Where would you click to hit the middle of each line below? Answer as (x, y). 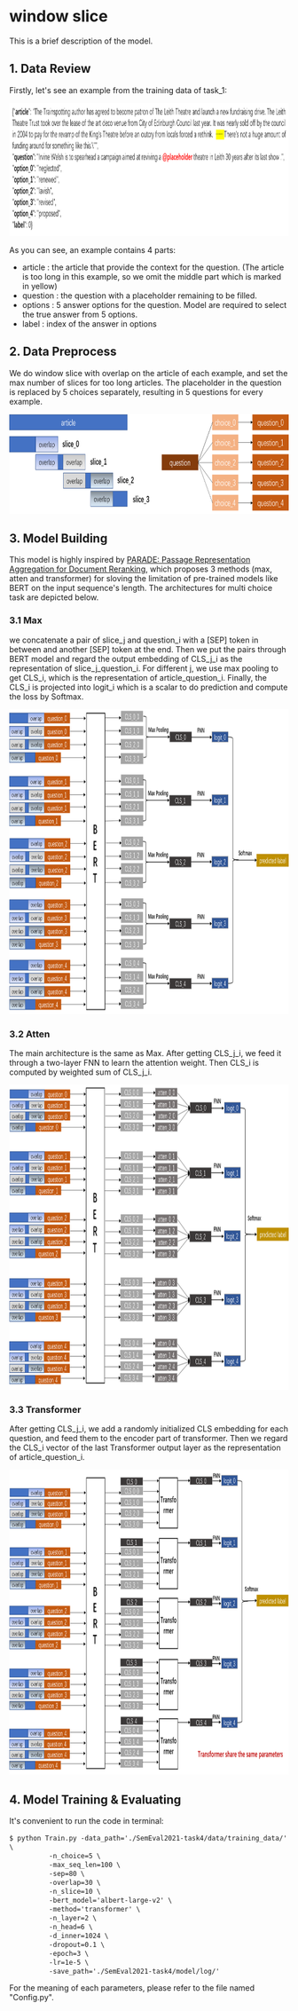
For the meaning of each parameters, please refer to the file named (132, 1988)
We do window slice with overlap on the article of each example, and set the (149, 373)
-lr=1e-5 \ (69, 1963)
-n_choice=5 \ (74, 1857)
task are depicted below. (54, 597)
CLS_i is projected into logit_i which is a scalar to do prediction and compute (149, 687)
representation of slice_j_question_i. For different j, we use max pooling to (144, 668)
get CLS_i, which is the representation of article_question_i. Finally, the (138, 677)
